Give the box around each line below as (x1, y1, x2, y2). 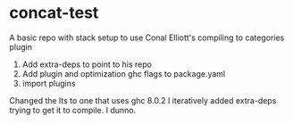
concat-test (9, 3, 99, 23)
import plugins (21, 78, 76, 88)
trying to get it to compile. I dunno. (9, 104, 137, 115)
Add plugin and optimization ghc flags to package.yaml (21, 68, 226, 79)
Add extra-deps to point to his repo (21, 59, 152, 70)
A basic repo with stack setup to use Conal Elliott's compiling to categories (9, 32, 285, 43)
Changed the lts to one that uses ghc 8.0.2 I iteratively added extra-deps (9, 95, 277, 105)
